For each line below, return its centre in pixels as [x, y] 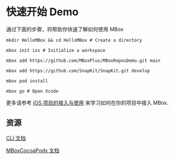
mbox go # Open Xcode [32, 91]
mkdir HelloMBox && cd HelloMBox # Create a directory [74, 40]
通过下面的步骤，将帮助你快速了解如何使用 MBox [65, 29]
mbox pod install [27, 81]
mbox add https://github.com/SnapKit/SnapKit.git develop [78, 70]
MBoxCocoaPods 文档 [33, 150]
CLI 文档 [16, 138]
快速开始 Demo [42, 12]
